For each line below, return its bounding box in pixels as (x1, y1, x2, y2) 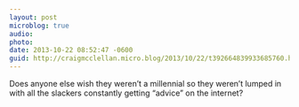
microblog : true (9, 21, 69, 30)
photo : (9, 37, 34, 47)
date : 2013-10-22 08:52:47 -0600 (9, 46, 133, 55)
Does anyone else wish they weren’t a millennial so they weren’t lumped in (9, 79, 282, 88)
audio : (9, 29, 34, 38)
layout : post (9, 12, 58, 22)
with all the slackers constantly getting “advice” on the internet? (9, 88, 244, 98)
